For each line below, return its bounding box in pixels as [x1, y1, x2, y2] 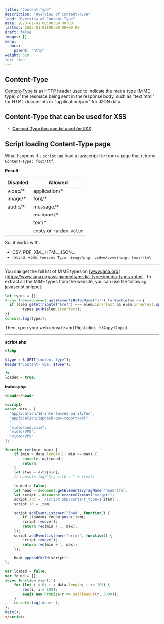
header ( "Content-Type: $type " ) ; [5, 362, 71, 366]
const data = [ [5, 407, 36, 412]
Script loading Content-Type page [5, 140, 111, 148]
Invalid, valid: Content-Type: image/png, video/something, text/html [12, 254, 151, 260]
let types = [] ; [5, 293, 38, 298]
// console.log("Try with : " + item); [14, 474, 95, 479]
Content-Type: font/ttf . [5, 158, 55, 164]
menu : [5, 39, 16, 44]
